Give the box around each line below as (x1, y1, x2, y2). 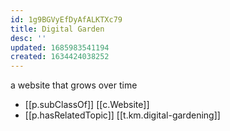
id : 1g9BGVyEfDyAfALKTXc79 (10, 14, 123, 25)
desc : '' (10, 33, 47, 43)
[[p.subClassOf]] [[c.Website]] (24, 99, 150, 111)
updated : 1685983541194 (10, 42, 110, 53)
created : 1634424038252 (10, 52, 110, 62)
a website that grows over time (10, 79, 138, 91)
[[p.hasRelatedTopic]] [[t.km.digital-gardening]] (24, 109, 221, 121)
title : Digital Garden (10, 24, 105, 34)
